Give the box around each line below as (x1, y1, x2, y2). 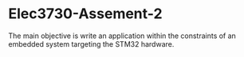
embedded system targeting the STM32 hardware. (8, 39, 175, 48)
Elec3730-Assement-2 (8, 5, 163, 23)
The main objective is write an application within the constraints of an (8, 31, 237, 40)
